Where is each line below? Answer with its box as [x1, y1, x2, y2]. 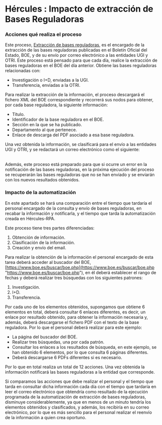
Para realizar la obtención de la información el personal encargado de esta [5, 254, 154, 260]
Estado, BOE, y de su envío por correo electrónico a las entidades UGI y [5, 52, 148, 58]
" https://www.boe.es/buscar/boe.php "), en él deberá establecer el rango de [5, 269, 156, 275]
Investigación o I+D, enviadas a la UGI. [12, 77, 89, 83]
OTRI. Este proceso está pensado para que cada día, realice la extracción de [5, 57, 158, 64]
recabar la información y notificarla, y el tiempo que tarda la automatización [5, 210, 156, 216]
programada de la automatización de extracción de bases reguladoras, [5, 394, 146, 400]
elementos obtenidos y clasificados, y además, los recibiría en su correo [5, 404, 149, 410]
